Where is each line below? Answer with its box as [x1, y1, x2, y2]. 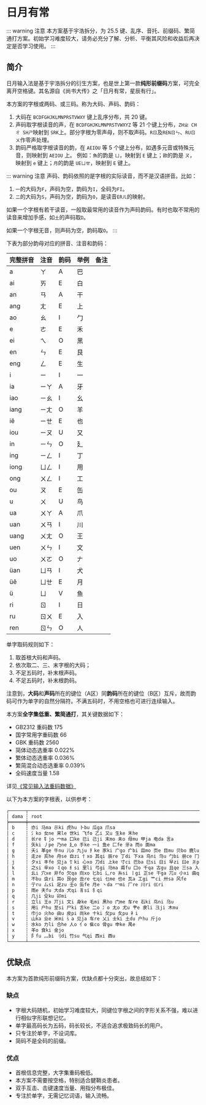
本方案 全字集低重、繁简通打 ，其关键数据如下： [6, 710, 124, 718]
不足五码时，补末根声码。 [15, 669, 80, 676]
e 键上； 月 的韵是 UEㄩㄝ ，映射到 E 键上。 [32, 159, 134, 166]
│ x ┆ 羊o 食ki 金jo [6, 927, 64, 933]
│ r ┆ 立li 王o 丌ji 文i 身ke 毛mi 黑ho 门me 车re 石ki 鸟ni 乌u [6, 898, 174, 905]
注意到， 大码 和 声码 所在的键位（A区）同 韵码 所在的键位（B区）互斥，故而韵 [6, 689, 196, 697]
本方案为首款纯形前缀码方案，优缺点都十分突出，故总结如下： [6, 974, 162, 982]
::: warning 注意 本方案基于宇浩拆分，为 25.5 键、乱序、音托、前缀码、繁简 [6, 27, 195, 34]
